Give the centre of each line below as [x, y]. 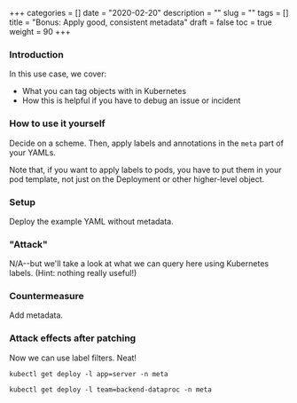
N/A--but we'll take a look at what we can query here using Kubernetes [139, 264]
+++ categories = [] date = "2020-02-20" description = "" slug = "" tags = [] [149, 13]
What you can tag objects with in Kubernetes [104, 91]
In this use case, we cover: [58, 74]
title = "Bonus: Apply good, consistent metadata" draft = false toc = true [141, 22]
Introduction [36, 54]
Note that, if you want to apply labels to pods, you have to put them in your [145, 170]
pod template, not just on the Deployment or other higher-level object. [137, 179]
